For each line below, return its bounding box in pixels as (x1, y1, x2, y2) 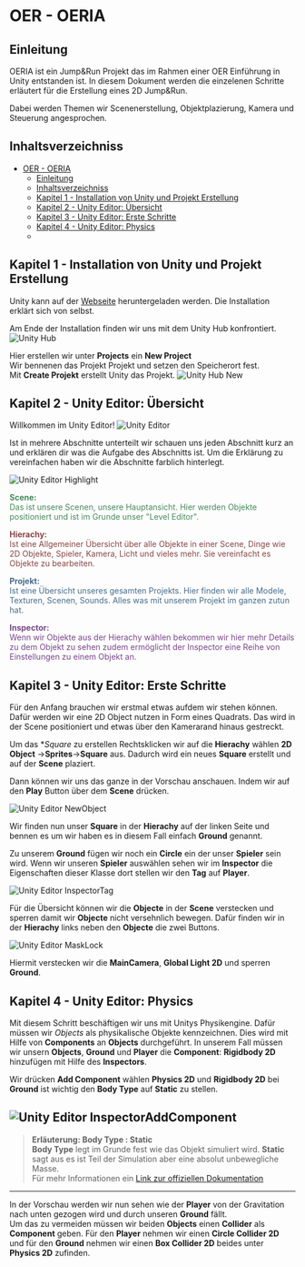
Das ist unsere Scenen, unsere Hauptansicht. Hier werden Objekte (9, 502, 258, 512)
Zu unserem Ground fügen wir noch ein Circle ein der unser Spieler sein (9, 848, 281, 859)
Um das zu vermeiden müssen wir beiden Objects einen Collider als (9, 1218, 265, 1229)
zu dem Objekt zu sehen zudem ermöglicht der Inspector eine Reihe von (9, 642, 280, 653)
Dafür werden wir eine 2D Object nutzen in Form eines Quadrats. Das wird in (9, 712, 296, 723)
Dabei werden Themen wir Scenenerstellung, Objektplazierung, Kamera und (9, 103, 295, 114)
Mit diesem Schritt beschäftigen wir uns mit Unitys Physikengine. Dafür (9, 1018, 276, 1029)
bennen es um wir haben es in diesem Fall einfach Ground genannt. (9, 830, 263, 842)
